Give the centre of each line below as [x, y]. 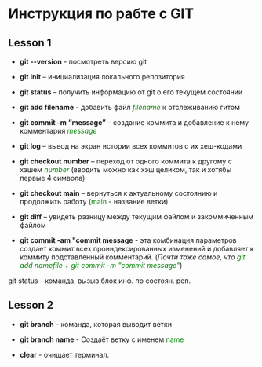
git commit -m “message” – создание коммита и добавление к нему [134, 122]
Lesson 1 [30, 43]
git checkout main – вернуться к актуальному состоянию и [118, 193]
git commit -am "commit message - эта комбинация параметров [128, 240]
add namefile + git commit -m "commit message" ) [101, 265]
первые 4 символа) [52, 178]
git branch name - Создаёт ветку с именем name [102, 339]
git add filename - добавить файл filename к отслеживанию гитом [130, 107]
